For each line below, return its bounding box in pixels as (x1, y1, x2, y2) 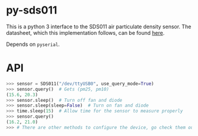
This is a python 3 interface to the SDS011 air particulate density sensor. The (6, 23, 192, 30)
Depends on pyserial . (6, 41, 60, 48)
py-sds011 (6, 4, 58, 17)
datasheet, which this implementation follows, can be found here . (6, 29, 165, 36)
